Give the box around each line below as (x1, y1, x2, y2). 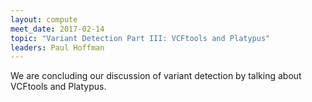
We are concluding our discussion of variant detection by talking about (10, 70, 302, 82)
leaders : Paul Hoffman (10, 42, 105, 53)
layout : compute (10, 14, 78, 25)
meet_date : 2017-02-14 (10, 24, 105, 34)
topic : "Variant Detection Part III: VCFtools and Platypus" (10, 33, 271, 43)
